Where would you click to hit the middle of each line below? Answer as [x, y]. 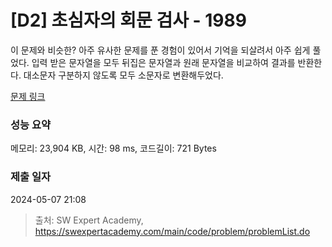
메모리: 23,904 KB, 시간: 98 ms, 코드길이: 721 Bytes [113, 148]
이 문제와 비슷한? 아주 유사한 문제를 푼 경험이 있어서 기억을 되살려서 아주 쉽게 [160, 50]
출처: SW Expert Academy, [89, 220]
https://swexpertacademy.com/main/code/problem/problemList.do [172, 231]
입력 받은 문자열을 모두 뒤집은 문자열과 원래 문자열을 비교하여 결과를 [163, 62]
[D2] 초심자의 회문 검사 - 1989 [128, 20]
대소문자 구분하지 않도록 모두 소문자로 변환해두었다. [123, 75]
